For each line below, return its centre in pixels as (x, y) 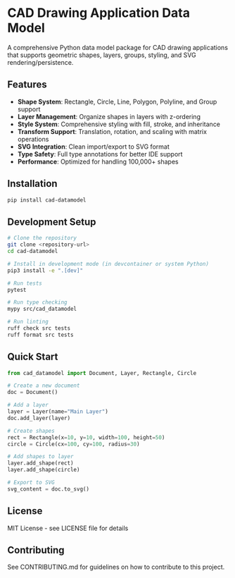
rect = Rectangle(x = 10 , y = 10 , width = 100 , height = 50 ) (86, 437)
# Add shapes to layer (40, 457)
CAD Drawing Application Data (99, 13)
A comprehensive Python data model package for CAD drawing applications (118, 47)
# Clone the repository (42, 238)
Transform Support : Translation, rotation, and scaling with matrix (112, 131)
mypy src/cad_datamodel (42, 309)
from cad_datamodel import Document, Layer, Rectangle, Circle (102, 373)
